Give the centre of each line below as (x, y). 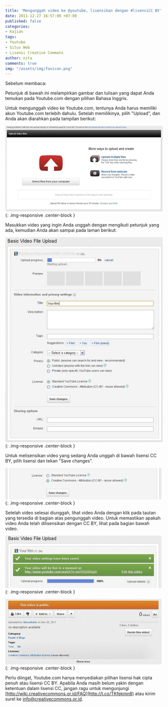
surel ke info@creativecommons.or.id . (44, 699)
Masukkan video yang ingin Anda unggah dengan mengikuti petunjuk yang (82, 224)
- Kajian (14, 32)
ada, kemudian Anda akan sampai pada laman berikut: (61, 230)
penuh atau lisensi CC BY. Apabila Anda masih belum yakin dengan (74, 683)
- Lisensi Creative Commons (34, 52)
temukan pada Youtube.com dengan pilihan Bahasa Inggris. (66, 98)
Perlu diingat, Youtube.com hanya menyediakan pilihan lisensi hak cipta (79, 677)
